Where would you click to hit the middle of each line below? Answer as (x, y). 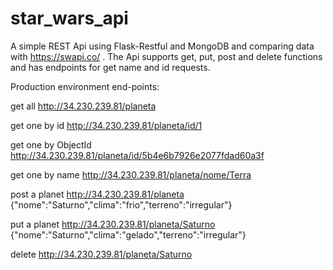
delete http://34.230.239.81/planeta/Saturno (101, 254)
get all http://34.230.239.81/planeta (83, 106)
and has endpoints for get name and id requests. (110, 67)
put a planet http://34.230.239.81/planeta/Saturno (113, 224)
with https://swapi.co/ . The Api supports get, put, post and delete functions (166, 56)
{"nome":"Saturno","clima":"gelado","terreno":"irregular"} (128, 234)
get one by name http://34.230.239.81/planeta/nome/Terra (131, 174)
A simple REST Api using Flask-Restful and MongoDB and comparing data (162, 46)
